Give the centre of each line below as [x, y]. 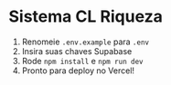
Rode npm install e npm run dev [82, 61]
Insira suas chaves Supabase [77, 51]
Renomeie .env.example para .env [85, 42]
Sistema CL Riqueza [86, 17]
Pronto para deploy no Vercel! [78, 71]
